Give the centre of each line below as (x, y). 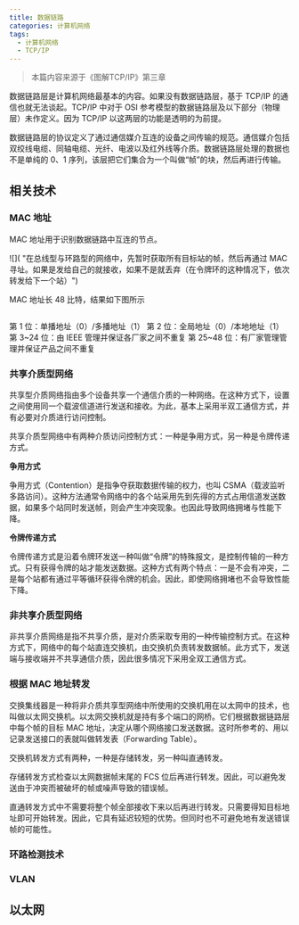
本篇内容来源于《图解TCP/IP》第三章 (98, 78)
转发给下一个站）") (44, 280)
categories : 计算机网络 (50, 26)
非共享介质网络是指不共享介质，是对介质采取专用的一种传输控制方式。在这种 (149, 636)
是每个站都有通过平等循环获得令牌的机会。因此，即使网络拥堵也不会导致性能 (149, 579)
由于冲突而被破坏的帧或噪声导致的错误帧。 (95, 788)
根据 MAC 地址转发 (50, 684)
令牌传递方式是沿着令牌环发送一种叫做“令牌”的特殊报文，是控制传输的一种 (145, 557)
